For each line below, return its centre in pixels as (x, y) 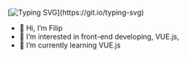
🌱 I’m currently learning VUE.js (70, 45)
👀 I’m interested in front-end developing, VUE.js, (99, 37)
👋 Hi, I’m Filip (41, 28)
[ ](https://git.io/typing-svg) (76, 12)
